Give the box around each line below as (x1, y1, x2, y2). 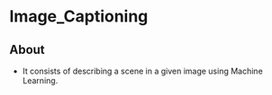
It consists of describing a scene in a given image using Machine (22, 65, 263, 76)
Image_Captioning (9, 6, 149, 27)
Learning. (22, 75, 59, 86)
